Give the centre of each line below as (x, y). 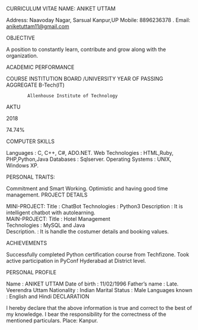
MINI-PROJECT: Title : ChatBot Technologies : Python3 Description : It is (95, 206)
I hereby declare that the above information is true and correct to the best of (99, 308)
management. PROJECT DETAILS (47, 195)
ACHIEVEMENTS (27, 243)
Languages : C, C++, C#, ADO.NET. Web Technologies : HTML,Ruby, (90, 153)
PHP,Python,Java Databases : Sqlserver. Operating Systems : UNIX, (89, 159)
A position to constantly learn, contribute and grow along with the (86, 49)
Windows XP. (23, 165)
